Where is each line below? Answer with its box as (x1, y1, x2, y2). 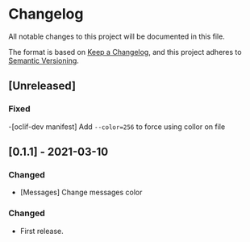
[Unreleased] (8, 79, 77, 93)
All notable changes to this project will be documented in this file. (8, 31, 226, 41)
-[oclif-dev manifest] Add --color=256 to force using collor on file (8, 122, 226, 131)
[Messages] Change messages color (19, 187, 143, 198)
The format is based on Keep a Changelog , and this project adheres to (8, 47, 242, 56)
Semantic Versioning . (8, 56, 79, 65)
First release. (19, 226, 64, 236)
